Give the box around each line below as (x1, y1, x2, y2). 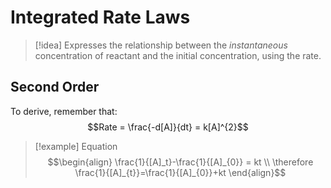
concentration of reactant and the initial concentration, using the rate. (34, 49, 322, 61)
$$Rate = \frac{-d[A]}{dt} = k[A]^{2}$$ (87, 121, 249, 133)
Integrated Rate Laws (10, 6, 191, 29)
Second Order (10, 79, 100, 96)
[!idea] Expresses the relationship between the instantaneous (34, 39, 288, 51)
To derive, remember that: (10, 105, 118, 117)
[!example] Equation (34, 140, 118, 152)
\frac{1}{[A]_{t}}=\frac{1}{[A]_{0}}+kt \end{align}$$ (74, 166, 287, 178)
